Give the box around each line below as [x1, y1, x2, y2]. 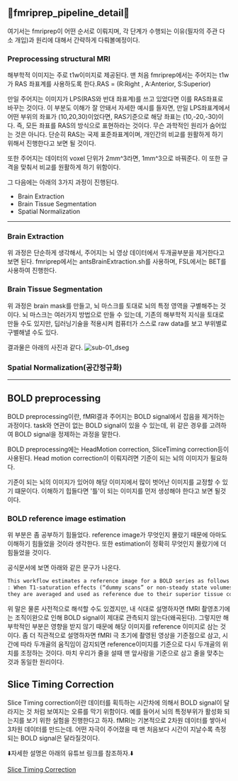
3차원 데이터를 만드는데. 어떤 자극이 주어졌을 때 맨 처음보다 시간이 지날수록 [7, 724, 214, 734]
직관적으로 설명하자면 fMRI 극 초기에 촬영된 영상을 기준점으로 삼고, [37, 631, 221, 639]
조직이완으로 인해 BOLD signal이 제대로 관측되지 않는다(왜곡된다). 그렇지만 [14, 613, 222, 622]
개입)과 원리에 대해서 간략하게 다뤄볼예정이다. [14, 35, 140, 44]
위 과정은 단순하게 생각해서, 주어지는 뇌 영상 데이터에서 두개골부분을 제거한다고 [7, 249, 225, 257]
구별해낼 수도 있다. [7, 327, 59, 337]
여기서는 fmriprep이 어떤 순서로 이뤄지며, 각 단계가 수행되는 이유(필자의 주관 [7, 26, 218, 35]
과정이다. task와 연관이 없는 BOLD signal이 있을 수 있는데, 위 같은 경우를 [7, 421, 208, 429]
